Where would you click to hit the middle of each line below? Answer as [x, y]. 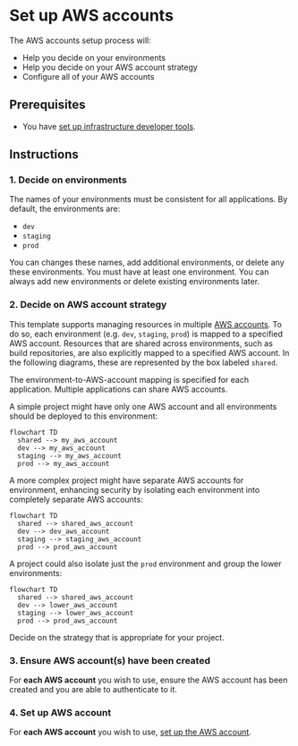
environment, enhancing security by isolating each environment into [135, 489]
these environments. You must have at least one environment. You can [139, 272]
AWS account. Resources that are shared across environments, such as [141, 343]
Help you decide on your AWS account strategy [110, 67]
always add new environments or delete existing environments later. [135, 282]
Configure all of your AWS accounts [88, 76]
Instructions [44, 154]
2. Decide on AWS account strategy [88, 305]
